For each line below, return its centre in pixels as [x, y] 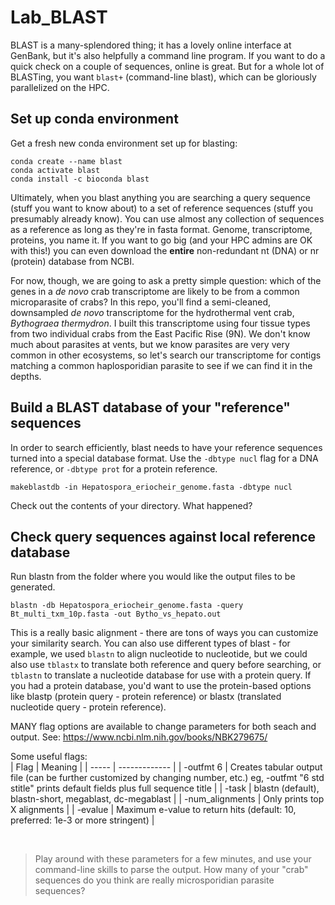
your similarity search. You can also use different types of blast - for [150, 643]
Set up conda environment [94, 119]
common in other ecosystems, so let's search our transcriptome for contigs [166, 355]
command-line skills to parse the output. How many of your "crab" [171, 870]
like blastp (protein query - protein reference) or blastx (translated [146, 697]
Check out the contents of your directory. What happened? [131, 505]
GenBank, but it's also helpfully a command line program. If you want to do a [168, 55]
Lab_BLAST [59, 17]
